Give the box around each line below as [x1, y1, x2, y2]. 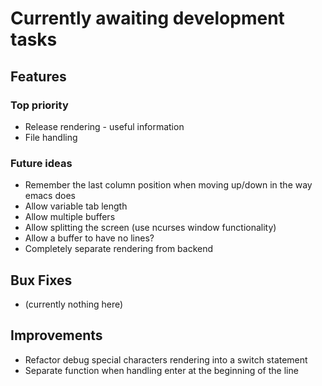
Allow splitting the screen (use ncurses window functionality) [24, 222, 277, 234]
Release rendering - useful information [24, 120, 185, 132]
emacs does [24, 190, 76, 202]
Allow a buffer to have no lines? [24, 232, 155, 244]
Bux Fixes [10, 272, 73, 289]
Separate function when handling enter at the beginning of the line [24, 364, 299, 376]
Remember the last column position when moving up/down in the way [24, 179, 313, 191]
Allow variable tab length [24, 200, 128, 212]
